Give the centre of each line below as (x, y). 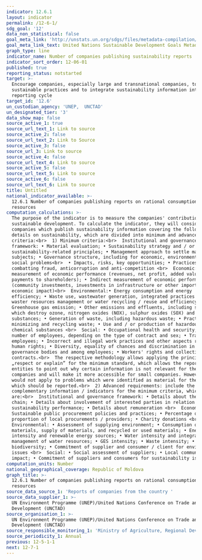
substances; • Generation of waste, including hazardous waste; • (96, 319)
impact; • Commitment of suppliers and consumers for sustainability (100, 458)
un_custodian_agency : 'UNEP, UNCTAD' (55, 107)
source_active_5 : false (36, 168)
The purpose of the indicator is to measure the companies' (88, 218)
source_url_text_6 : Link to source (51, 185)
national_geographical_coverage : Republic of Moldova (75, 469)
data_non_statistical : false (43, 34)
